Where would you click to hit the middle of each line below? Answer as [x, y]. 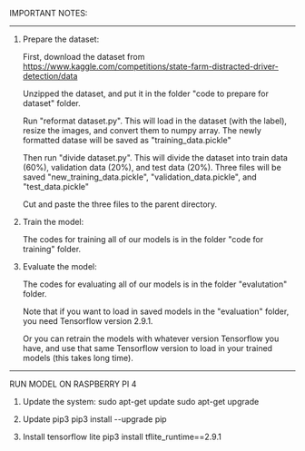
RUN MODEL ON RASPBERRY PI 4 [73, 384]
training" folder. [52, 249]
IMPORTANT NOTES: [49, 13]
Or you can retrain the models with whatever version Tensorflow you [151, 338]
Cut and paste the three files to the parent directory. [120, 204]
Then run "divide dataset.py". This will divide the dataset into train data [155, 157]
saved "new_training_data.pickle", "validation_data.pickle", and [139, 177]
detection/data [50, 76]
